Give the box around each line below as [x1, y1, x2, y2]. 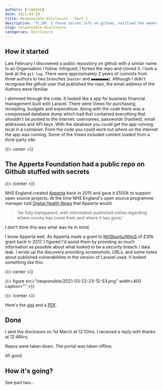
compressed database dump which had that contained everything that [5, 111, 146, 117]
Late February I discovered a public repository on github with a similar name [5, 60, 157, 66]
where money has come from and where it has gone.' [16, 215, 124, 220]
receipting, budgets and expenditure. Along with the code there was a [5, 106, 145, 111]
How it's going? [5, 367, 53, 375]
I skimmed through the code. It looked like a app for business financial [5, 95, 146, 101]
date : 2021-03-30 [5, 12, 40, 16]
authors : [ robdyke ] [5, 7, 45, 12]
